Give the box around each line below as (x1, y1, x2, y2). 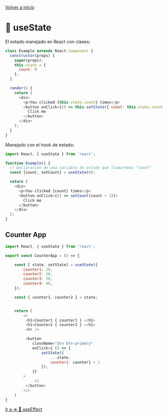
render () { (10, 86, 33, 91)
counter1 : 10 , (23, 267, 53, 272)
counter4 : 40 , (23, 281, 53, 286)
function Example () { (5, 161, 51, 166)
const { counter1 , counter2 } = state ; (14, 295, 98, 300)
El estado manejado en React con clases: (5, 38, 91, 44)
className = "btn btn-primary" (32, 341, 94, 346)
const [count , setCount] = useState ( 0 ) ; (10, 170, 96, 175)
